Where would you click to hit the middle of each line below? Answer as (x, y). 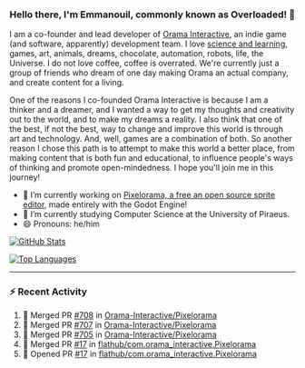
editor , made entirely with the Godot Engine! (105, 204)
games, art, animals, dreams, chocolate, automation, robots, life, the (137, 54)
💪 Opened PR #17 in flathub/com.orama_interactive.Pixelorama (139, 353)
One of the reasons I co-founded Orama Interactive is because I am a (139, 100)
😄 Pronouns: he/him (61, 224)
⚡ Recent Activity (49, 292)
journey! (25, 177)
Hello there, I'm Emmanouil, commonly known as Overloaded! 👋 (152, 15)
